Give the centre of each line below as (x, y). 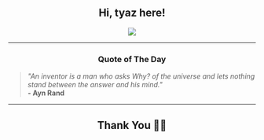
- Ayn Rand (46, 93)
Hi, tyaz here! (132, 13)
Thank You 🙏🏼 (132, 125)
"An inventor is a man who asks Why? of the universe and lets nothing (141, 76)
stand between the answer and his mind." (95, 85)
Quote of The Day (132, 59)
